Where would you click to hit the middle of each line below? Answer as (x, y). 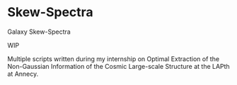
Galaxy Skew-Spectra (39, 32)
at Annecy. (23, 74)
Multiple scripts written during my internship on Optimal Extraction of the (114, 59)
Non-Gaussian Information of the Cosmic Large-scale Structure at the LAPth (118, 66)
